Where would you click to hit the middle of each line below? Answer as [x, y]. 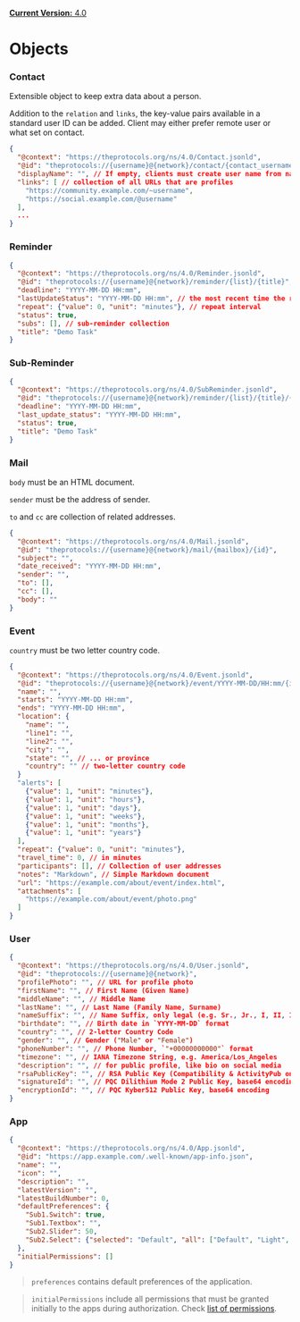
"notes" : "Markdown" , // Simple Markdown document [113, 874]
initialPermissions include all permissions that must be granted [150, 1299]
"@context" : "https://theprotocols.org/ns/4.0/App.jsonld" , [131, 1149]
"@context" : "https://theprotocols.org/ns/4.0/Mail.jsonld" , [133, 541]
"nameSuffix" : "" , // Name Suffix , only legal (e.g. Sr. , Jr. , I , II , [151, 1015]
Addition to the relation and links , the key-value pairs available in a [135, 114]
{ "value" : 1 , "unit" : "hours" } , [85, 799]
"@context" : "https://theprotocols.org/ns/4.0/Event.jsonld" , [135, 675]
